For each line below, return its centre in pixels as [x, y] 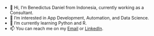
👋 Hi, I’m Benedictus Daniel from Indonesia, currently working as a [77, 8]
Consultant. [21, 13]
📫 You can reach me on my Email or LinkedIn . [56, 28]
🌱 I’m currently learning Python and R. [48, 23]
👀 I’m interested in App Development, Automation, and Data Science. [79, 18]
